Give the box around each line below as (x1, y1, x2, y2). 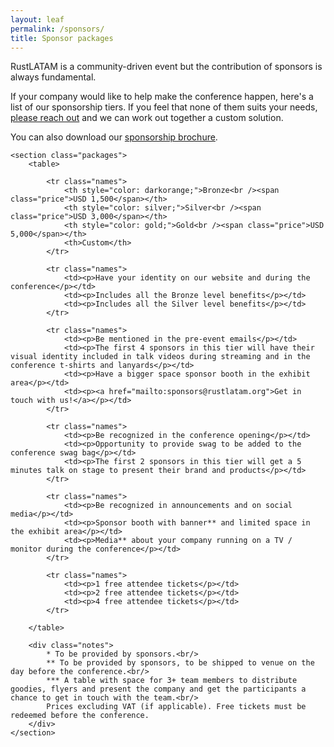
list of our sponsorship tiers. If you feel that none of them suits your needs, (10, 101, 318, 113)
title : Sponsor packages (10, 33, 114, 43)
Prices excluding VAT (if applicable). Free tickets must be (46, 702, 307, 712)
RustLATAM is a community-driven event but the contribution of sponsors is (10, 61, 323, 73)
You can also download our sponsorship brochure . (10, 131, 218, 143)
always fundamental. (10, 71, 97, 83)
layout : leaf (10, 14, 65, 25)
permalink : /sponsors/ (10, 24, 105, 34)
